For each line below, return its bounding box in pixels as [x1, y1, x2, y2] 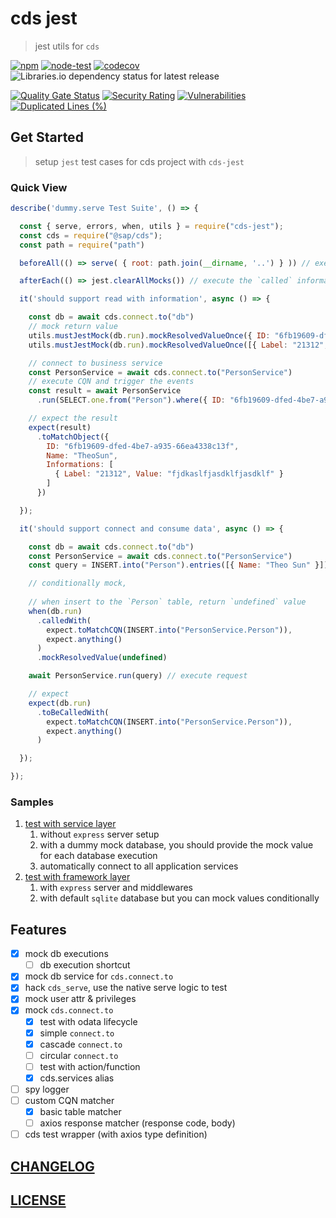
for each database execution [39, 850, 158, 862]
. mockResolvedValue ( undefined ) [36, 653, 168, 663]
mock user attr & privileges [24, 993, 137, 1005]
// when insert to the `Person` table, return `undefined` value [28, 597, 307, 607]
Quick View [10, 180, 68, 194]
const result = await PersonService [28, 386, 182, 396]
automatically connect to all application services [39, 860, 239, 872]
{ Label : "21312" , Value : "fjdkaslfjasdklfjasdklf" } [54, 469, 284, 479]
